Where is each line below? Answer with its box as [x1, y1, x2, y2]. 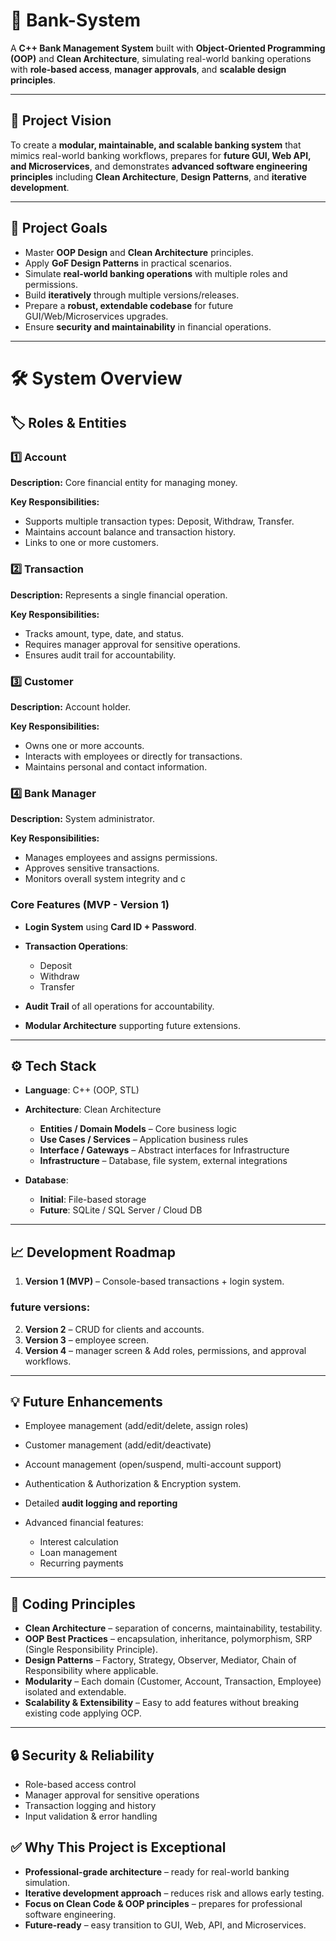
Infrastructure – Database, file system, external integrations [39, 1155, 288, 1167]
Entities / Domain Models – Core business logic [39, 1123, 237, 1135]
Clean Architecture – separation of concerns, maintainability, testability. [24, 1622, 323, 1634]
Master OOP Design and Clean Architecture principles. [24, 246, 254, 258]
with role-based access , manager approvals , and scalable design [10, 63, 287, 75]
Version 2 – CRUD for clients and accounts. [24, 1323, 205, 1335]
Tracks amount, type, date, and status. [24, 627, 185, 639]
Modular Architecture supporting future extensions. [24, 1019, 241, 1031]
